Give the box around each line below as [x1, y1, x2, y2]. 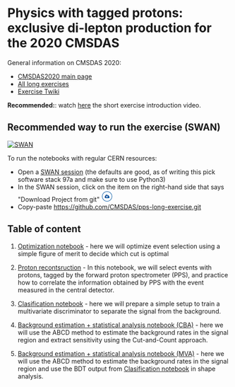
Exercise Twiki [17, 87, 60, 96]
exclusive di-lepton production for [7, 20, 212, 36]
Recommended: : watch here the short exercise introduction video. [7, 100, 201, 109]
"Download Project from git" [17, 195, 100, 203]
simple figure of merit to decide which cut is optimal [17, 249, 169, 258]
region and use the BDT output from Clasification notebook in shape [17, 364, 216, 373]
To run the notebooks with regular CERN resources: [7, 154, 157, 162]
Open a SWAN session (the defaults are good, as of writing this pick [17, 168, 215, 176]
